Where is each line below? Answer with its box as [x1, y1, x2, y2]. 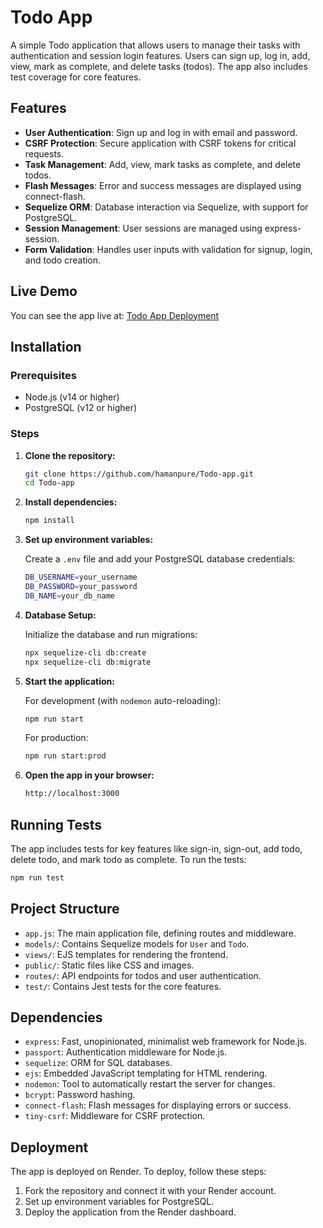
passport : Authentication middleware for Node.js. [24, 1046, 228, 1058]
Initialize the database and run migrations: [24, 628, 198, 640]
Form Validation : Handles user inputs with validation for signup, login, [24, 243, 313, 255]
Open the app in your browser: [24, 769, 155, 781]
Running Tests [10, 816, 102, 833]
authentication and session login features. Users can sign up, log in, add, [10, 49, 311, 61]
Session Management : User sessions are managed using [24, 222, 263, 234]
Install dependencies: [24, 496, 118, 508]
